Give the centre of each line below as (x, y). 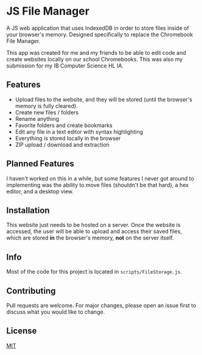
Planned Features (40, 164)
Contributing (31, 291)
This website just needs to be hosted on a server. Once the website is (93, 225)
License (22, 331)
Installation (28, 210)
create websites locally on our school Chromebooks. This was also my (95, 59)
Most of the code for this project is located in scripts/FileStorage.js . (94, 272)
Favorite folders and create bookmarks (64, 125)
